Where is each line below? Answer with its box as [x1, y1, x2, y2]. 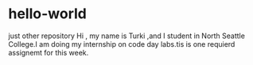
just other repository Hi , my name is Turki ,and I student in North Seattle [8, 31, 245, 40]
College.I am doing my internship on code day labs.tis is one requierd [8, 39, 235, 48]
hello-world [8, 5, 88, 23]
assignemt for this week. [8, 48, 89, 57]
